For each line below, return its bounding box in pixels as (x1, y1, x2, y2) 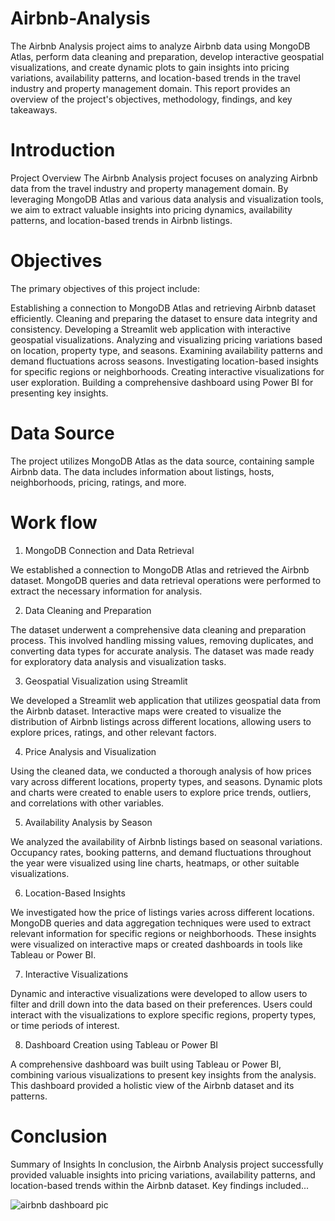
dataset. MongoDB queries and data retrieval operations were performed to (10, 574, 322, 586)
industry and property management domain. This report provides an (10, 82, 291, 94)
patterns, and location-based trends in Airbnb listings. (10, 214, 233, 226)
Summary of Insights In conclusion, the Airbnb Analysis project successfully (10, 1158, 324, 1170)
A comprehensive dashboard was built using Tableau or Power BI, (10, 1058, 282, 1070)
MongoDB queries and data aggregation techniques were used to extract (10, 917, 312, 929)
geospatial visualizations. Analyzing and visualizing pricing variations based (10, 333, 323, 346)
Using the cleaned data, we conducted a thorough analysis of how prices (10, 765, 312, 777)
